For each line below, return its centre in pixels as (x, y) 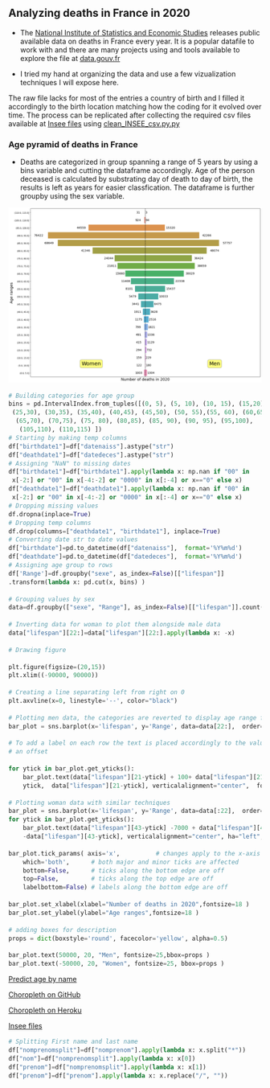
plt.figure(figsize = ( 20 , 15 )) (57, 667)
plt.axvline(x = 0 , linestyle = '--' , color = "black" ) (93, 701)
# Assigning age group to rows (61, 565)
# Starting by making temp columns (68, 437)
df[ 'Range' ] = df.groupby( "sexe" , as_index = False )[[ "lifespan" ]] (117, 573)
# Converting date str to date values (73, 540)
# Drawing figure (37, 650)
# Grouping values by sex (51, 599)
